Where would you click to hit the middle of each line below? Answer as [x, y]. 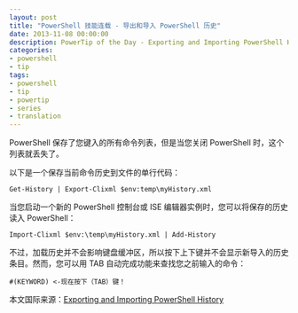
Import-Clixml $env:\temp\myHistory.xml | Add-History [113, 235]
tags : [19, 75]
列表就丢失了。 [36, 154]
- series [25, 108]
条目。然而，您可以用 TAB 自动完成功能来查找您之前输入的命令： [128, 263]
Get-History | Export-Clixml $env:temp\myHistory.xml [111, 190]
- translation [35, 116]
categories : [31, 51]
